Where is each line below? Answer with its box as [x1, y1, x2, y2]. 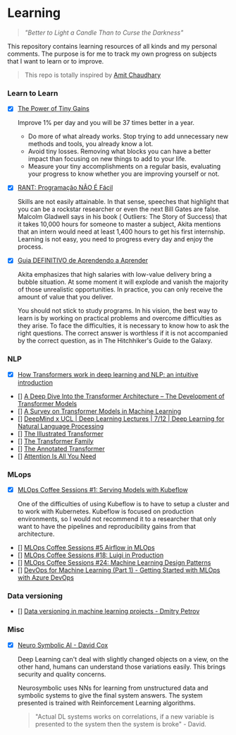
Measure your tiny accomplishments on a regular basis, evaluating [27, 162, 221, 171]
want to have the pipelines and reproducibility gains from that [17, 522, 196, 531]
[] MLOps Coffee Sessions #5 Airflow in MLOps [17, 544, 155, 552]
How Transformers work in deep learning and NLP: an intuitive [17, 370, 199, 378]
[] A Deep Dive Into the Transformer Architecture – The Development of [17, 392, 225, 400]
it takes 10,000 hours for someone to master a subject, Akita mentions [17, 220, 221, 229]
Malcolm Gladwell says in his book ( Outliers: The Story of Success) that [17, 213, 228, 221]
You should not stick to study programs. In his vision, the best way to [17, 306, 218, 315]
